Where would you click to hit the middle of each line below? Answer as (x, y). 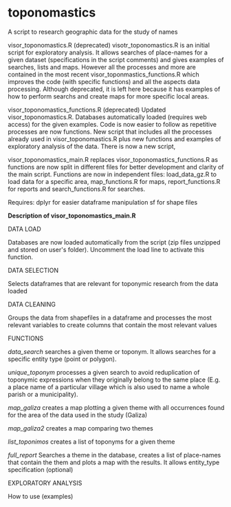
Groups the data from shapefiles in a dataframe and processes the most (110, 318)
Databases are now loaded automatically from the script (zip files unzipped (114, 242)
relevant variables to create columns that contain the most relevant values (112, 324)
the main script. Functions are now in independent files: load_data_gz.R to (112, 174)
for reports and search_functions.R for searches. (77, 189)
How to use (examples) (41, 496)
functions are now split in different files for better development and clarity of (116, 167)
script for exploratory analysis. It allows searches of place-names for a (108, 52)
